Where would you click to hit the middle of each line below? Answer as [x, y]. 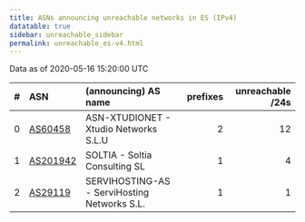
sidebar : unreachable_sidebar [67, 34]
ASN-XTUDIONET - [128, 118]
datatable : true [40, 26]
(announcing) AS [123, 92]
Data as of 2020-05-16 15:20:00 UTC [79, 69]
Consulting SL [115, 167]
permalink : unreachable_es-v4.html [77, 43]
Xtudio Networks [121, 130]
